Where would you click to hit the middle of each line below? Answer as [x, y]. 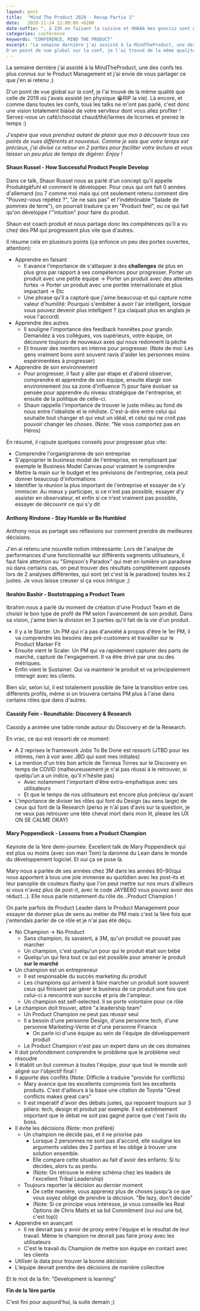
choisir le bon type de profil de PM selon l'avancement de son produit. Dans [99, 614]
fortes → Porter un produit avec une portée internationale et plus [103, 285]
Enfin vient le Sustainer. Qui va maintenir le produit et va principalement [102, 669]
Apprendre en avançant [44, 1223]
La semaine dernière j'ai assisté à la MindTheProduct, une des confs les [94, 67]
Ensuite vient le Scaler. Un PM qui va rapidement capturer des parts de [102, 650]
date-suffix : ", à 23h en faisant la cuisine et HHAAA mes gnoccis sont [98, 28]
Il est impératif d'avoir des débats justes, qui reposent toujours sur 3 [107, 1103]
